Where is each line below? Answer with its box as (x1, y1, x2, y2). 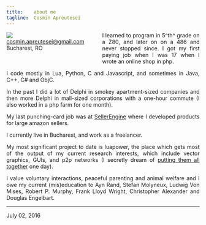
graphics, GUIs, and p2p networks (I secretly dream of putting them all (6, 156, 200, 163)
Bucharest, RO (6, 44, 43, 51)
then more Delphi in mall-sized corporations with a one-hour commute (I (6, 94, 200, 102)
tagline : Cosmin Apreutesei (6, 15, 81, 21)
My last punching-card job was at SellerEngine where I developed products (6, 113, 200, 120)
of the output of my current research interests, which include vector (6, 150, 200, 157)
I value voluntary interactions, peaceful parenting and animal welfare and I (6, 174, 200, 181)
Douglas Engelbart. (6, 194, 55, 201)
